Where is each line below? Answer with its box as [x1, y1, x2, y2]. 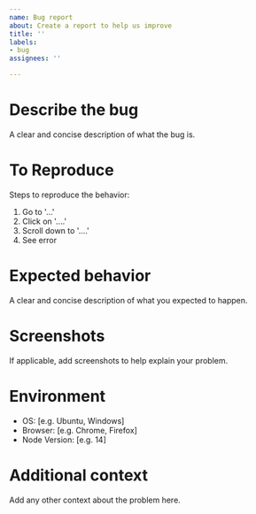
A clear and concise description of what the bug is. [9, 129, 196, 140]
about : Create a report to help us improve [9, 21, 173, 30]
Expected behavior [9, 266, 151, 286]
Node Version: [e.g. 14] [21, 434, 106, 445]
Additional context [9, 465, 149, 485]
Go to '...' [21, 206, 55, 217]
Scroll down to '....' [21, 225, 90, 235]
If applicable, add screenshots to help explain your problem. [9, 355, 229, 365]
